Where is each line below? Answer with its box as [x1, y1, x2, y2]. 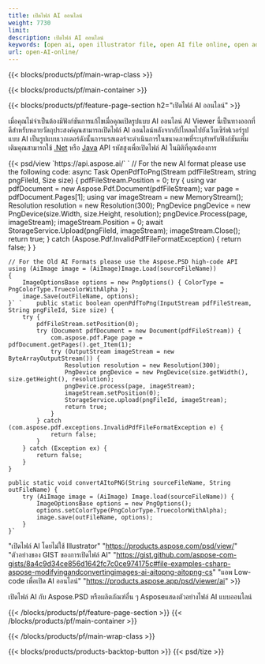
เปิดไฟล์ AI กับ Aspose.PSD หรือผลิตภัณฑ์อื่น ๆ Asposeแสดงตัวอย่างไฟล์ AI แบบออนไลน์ [8, 592, 252, 601]
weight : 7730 [8, 19, 51, 27]
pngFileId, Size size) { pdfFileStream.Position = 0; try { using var [8, 175, 217, 185]
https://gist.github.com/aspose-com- [115, 550, 237, 559]
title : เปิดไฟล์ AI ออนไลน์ [8, 11, 83, 20]
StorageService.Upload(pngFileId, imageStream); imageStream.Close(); [8, 226, 241, 235]
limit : [8, 26, 30, 34]
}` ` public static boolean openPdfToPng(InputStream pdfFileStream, [8, 299, 252, 307]
